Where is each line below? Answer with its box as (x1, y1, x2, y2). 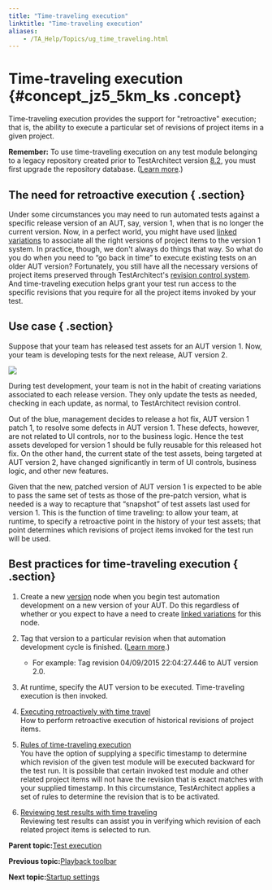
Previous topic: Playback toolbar (8, 856, 117, 866)
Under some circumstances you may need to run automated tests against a (8, 209, 260, 219)
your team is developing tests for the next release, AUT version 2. (8, 349, 228, 359)
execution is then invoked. (19, 691, 108, 700)
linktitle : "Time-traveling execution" (8, 20, 144, 28)
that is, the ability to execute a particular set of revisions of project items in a (8, 123, 264, 133)
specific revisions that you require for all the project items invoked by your (8, 287, 257, 297)
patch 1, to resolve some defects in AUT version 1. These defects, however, (8, 423, 260, 432)
